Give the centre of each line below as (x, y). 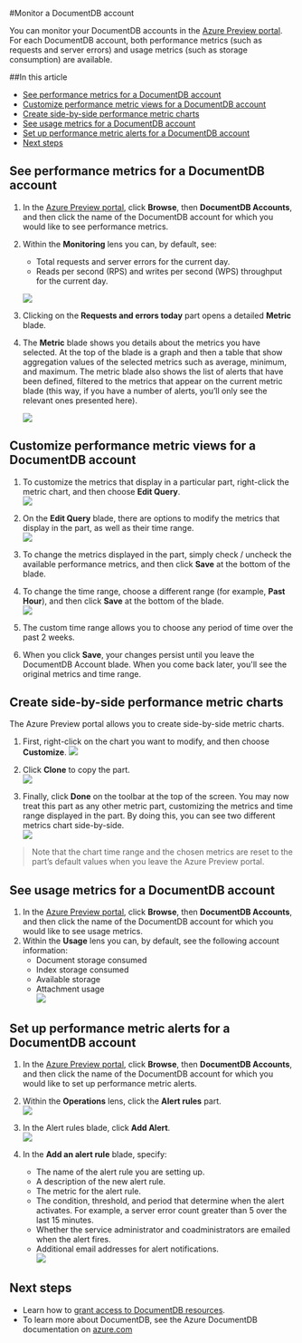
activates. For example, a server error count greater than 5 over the (161, 1211)
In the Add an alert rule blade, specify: (94, 1155)
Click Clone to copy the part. (76, 770)
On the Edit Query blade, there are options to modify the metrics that (151, 518)
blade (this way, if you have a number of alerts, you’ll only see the (145, 391)
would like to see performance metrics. (95, 227)
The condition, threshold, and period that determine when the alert (160, 1201)
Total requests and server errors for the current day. (133, 261)
